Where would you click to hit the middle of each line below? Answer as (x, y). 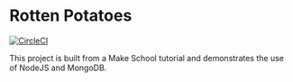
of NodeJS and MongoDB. (58, 68)
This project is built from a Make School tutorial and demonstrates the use (146, 58)
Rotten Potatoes (71, 16)
